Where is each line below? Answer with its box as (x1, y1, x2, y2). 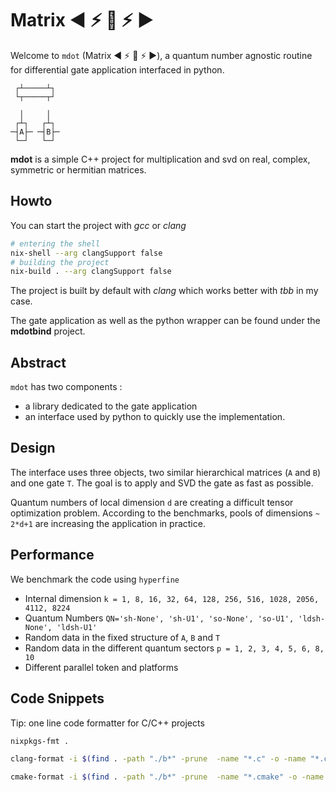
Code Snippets (10, 690, 105, 707)
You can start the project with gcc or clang (10, 219, 187, 231)
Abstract (10, 354, 67, 371)
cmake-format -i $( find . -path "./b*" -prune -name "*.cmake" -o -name (10, 772, 325, 782)
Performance (10, 547, 95, 564)
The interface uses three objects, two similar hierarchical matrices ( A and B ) (10, 466, 322, 478)
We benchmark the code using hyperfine (10, 573, 180, 585)
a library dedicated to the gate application (24, 400, 198, 412)
